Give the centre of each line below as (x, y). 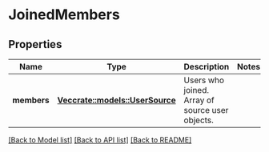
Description (207, 67)
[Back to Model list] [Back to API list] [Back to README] (100, 140)
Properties (35, 44)
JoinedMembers (64, 15)
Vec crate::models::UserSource (116, 100)
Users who (204, 80)
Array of (199, 100)
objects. (199, 120)
